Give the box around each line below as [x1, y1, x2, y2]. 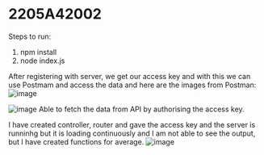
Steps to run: [8, 31, 52, 41]
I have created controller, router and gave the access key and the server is [8, 119, 256, 129]
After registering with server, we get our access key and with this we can [8, 71, 251, 81]
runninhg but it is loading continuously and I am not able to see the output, [8, 128, 256, 138]
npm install [19, 47, 57, 57]
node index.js [19, 56, 65, 65]
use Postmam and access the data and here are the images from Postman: [8, 80, 257, 90]
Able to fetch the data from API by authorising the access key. [39, 104, 245, 114]
